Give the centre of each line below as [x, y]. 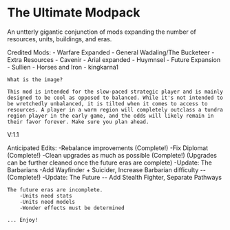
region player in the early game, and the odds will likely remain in [111, 116]
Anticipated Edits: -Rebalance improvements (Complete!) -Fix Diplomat [108, 148]
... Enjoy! [23, 220]
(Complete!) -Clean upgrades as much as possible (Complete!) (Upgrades [112, 155]
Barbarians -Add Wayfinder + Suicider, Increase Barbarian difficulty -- [107, 169]
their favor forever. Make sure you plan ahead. [78, 122]
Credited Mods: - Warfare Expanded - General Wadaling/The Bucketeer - [111, 52]
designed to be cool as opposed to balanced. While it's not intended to [115, 98]
